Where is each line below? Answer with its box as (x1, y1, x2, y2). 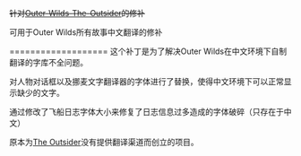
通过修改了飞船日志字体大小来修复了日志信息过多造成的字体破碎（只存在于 (9, 107, 284, 117)
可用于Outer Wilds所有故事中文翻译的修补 (9, 27, 163, 38)
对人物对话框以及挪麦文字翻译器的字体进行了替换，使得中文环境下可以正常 (9, 76, 284, 87)
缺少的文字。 (16, 88, 64, 98)
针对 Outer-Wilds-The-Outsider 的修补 (9, 8, 146, 18)
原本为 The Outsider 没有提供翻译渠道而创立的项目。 (9, 137, 199, 147)
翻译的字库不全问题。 (9, 57, 88, 67)
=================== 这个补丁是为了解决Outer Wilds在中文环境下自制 (9, 46, 288, 56)
